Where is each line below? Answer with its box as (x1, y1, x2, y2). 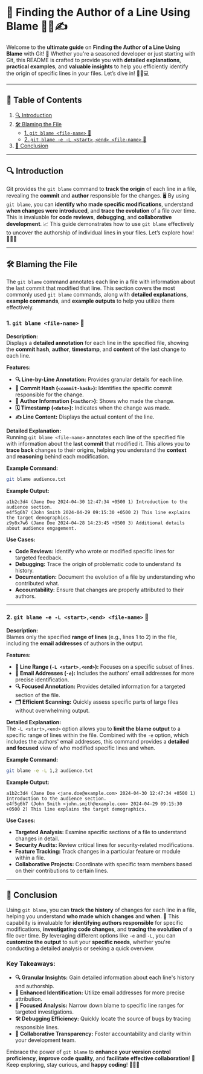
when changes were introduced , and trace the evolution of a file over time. (6, 207, 196, 214)
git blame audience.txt (6, 476, 66, 482)
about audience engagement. (6, 525, 77, 531)
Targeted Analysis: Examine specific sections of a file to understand (14, 828, 187, 835)
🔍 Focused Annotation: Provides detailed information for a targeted (14, 683, 185, 690)
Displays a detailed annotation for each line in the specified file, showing (6, 339, 189, 346)
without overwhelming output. (14, 707, 90, 714)
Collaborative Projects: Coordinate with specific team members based (14, 860, 192, 867)
